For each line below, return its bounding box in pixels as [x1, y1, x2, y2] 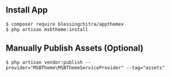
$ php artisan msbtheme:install [6, 26, 88, 32]
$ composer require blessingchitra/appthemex [6, 21, 124, 27]
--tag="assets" [126, 64, 165, 71]
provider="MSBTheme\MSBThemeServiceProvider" [6, 64, 124, 71]
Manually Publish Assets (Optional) [6, 43, 144, 54]
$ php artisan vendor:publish [6, 59, 83, 65]
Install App [6, 5, 48, 15]
